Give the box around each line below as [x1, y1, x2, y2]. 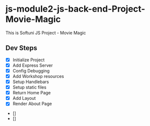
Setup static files [12, 84, 47, 90]
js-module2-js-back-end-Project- [5, 3, 146, 15]
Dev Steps [5, 44, 37, 52]
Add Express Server [12, 62, 53, 68]
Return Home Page [12, 90, 51, 96]
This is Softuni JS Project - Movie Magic [5, 30, 86, 36]
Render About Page [12, 101, 52, 107]
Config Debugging [12, 68, 50, 73]
